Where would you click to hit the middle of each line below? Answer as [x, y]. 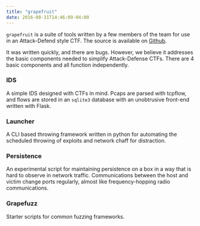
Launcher [20, 121]
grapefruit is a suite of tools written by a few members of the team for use [98, 34]
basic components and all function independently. [68, 65]
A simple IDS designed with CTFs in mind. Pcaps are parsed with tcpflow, [96, 93]
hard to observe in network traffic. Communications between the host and [97, 175]
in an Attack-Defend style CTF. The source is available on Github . [87, 41]
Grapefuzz [22, 203]
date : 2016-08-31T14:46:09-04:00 [48, 17]
